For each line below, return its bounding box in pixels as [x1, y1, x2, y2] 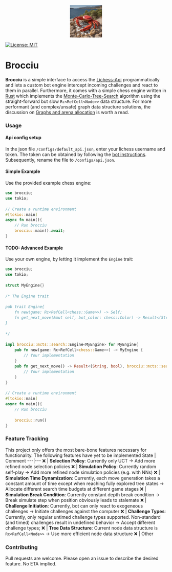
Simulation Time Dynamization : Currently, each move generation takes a [5, 475, 160, 481]
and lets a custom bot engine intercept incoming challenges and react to [5, 82, 158, 88]
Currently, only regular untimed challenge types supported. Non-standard [5, 514, 161, 520]
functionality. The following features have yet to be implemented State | [5, 452, 156, 458]
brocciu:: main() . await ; [14, 228, 66, 233]
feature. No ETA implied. [5, 560, 57, 567]
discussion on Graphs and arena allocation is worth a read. [5, 109, 130, 115]
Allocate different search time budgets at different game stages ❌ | [5, 486, 146, 492]
